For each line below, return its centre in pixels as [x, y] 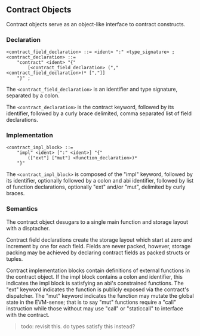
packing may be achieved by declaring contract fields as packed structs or [98, 252]
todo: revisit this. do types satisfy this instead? [78, 326]
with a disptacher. [28, 228]
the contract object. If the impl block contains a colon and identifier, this [95, 276]
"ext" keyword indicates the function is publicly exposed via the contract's [98, 289]
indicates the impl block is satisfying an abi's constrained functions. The [95, 283]
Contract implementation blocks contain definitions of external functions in [98, 270]
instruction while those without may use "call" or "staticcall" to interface [95, 308]
